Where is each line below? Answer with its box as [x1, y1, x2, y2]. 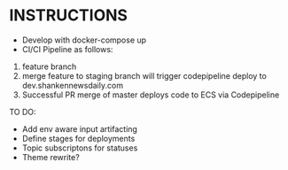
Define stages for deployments [21, 133, 136, 143]
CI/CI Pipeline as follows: [21, 43, 113, 54]
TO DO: [9, 106, 37, 117]
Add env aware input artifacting [21, 123, 137, 134]
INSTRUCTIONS [9, 5, 128, 26]
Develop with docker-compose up [21, 35, 147, 45]
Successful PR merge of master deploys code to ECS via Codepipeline [21, 89, 280, 100]
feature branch [21, 61, 77, 72]
